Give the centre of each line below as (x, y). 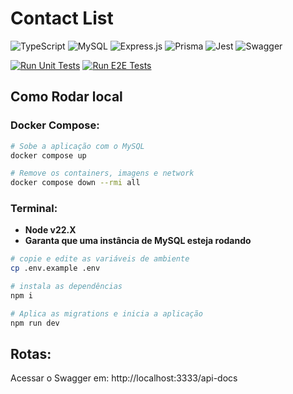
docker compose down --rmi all (75, 183)
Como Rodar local (66, 97)
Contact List (62, 18)
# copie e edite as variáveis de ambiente (100, 259)
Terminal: (34, 209)
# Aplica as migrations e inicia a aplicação (106, 313)
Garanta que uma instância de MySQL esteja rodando (138, 241)
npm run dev (35, 323)
